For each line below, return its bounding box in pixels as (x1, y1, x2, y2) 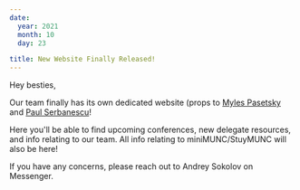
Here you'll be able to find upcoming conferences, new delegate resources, (9, 124, 292, 136)
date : (9, 13, 30, 23)
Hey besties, (9, 80, 56, 90)
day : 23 (17, 38, 47, 48)
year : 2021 (17, 22, 59, 31)
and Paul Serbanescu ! (9, 107, 92, 118)
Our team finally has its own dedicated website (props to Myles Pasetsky (9, 97, 281, 109)
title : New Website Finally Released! (9, 55, 156, 64)
